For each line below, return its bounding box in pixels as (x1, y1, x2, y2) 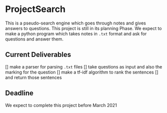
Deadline (5, 89, 34, 97)
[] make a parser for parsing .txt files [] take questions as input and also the (5, 63, 163, 69)
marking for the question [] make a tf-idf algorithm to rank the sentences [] (5, 69, 159, 75)
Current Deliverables (5, 50, 71, 59)
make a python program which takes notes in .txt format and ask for (5, 30, 147, 36)
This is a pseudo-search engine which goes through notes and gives (5, 20, 146, 26)
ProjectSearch (5, 3, 66, 15)
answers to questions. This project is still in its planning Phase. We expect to (5, 25, 162, 31)
